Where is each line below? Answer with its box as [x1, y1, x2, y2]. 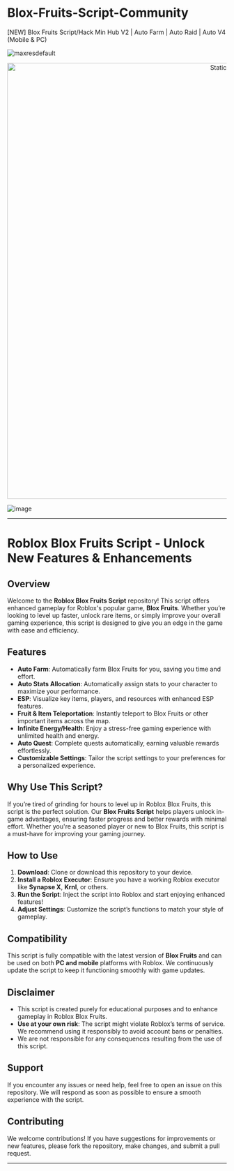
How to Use [7, 849, 58, 861]
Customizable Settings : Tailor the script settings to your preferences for [17, 753, 226, 762]
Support [7, 1062, 44, 1074]
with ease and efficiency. [7, 626, 79, 634]
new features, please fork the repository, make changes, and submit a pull [7, 1142, 220, 1150]
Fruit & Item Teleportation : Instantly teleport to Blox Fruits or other [17, 709, 209, 718]
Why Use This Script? [7, 781, 103, 793]
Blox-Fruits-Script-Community [7, 5, 189, 21]
